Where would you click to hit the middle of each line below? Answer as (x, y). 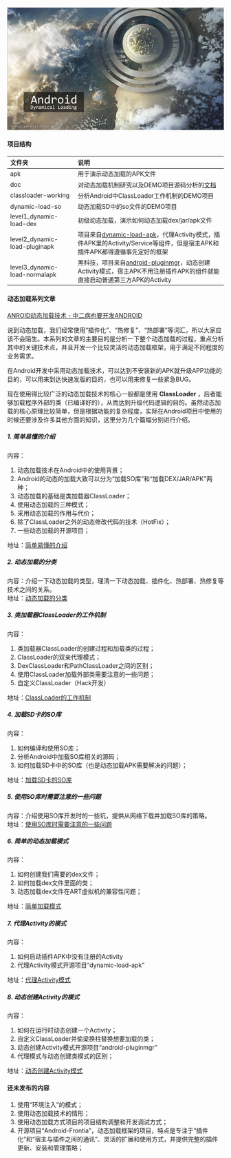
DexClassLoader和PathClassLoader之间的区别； (86, 665)
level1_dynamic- (34, 216)
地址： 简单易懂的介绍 (37, 545)
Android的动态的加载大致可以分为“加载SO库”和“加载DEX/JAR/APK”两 (115, 478)
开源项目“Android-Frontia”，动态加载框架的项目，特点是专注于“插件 (112, 1130)
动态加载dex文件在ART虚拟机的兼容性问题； (79, 892)
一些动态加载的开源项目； (53, 530)
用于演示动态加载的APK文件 (117, 174)
